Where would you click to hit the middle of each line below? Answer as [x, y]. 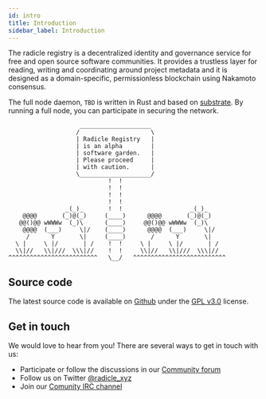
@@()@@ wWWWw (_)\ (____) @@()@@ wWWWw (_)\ [113, 223]
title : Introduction [43, 23]
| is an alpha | [115, 147]
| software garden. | [115, 153]
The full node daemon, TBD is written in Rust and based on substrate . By [126, 102]
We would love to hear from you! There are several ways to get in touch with [133, 346]
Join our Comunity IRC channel [71, 386]
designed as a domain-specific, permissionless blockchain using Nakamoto [132, 78]
